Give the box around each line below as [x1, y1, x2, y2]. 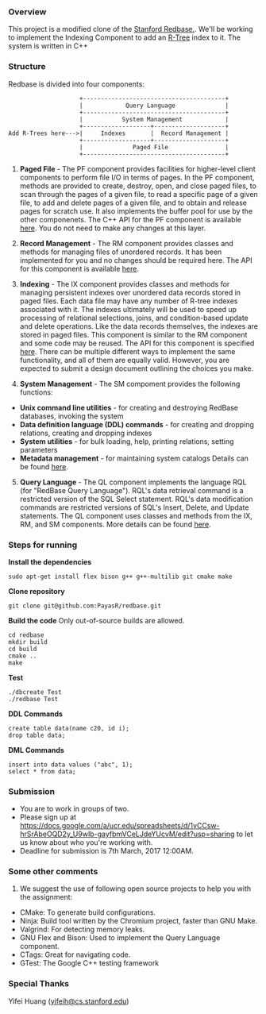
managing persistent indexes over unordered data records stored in [19, 287, 241, 297]
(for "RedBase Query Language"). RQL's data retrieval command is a [19, 485, 244, 495]
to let [236, 829, 253, 839]
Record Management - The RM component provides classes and [19, 238, 234, 248]
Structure [8, 61, 46, 72]
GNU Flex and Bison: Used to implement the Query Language [19, 933, 221, 943]
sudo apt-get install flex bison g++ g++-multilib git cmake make [8, 573, 233, 580]
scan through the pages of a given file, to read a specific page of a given [19, 189, 258, 199]
